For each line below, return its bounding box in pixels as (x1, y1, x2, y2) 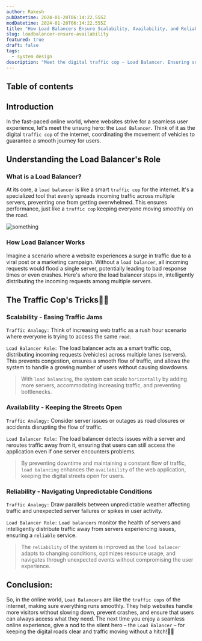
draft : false (6, 43, 39, 49)
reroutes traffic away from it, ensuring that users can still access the (6, 441, 176, 449)
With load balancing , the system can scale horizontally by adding (20, 375, 188, 382)
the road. (6, 212, 29, 219)
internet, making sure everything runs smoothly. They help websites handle (6, 602, 193, 609)
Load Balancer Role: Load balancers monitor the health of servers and (6, 518, 181, 526)
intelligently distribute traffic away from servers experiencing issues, (6, 525, 176, 532)
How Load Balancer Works (6, 238, 85, 247)
